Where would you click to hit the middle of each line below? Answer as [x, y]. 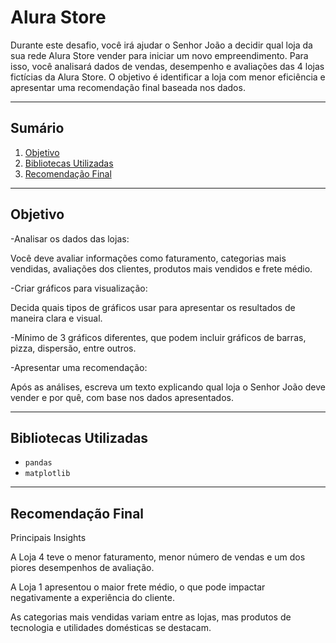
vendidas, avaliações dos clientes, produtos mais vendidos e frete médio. [161, 268]
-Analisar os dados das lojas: [70, 238]
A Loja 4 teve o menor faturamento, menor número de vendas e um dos [158, 557]
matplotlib [47, 474]
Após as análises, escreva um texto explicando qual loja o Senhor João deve [168, 387]
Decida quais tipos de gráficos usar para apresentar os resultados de [153, 307]
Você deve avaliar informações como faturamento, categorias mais [148, 258]
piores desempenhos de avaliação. [82, 568]
